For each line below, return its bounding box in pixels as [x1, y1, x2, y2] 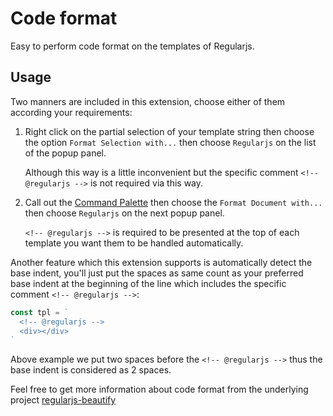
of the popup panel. [24, 147, 107, 159]
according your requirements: [10, 106, 133, 118]
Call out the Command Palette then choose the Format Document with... [24, 196, 323, 208]
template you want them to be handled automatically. [24, 237, 244, 249]
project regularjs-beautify [10, 394, 117, 406]
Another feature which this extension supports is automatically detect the [10, 256, 313, 268]
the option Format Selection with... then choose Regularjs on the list [24, 136, 317, 148]
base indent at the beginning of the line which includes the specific [10, 277, 287, 289]
